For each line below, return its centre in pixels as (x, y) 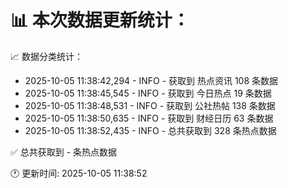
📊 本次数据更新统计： (100, 20)
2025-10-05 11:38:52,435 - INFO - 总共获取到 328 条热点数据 (150, 130)
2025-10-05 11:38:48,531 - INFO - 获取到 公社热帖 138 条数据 (150, 105)
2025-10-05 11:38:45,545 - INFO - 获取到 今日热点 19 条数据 (148, 93)
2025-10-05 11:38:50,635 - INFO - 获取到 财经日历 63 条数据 (149, 118)
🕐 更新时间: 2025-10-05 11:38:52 (79, 173)
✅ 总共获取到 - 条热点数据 (64, 152)
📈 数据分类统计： (46, 56)
